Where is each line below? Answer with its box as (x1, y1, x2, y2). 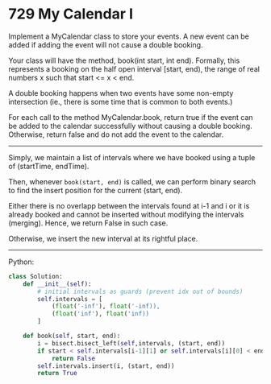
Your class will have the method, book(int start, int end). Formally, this (8, 56, 240, 65)
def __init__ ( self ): (23, 279, 92, 288)
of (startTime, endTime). (8, 161, 90, 171)
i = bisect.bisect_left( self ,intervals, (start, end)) (37, 339, 226, 347)
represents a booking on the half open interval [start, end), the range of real (8, 64, 261, 73)
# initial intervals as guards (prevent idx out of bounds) (37, 287, 244, 295)
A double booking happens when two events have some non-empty (8, 88, 234, 97)
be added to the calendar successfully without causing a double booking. (8, 121, 252, 130)
